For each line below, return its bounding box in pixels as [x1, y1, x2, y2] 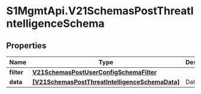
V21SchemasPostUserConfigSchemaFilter [32, 68, 157, 76]
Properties [6, 40, 47, 51]
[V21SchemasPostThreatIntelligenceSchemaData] [32, 78, 180, 86]
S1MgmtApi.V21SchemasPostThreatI [6, 4, 194, 18]
